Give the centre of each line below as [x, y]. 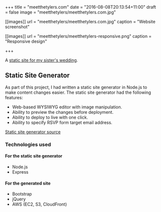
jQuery [19, 199]
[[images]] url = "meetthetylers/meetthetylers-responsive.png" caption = [78, 36]
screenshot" [18, 27]
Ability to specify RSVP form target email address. [62, 122]
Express [20, 172]
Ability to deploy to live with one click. [50, 117]
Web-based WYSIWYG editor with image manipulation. [67, 107]
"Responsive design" [26, 41]
